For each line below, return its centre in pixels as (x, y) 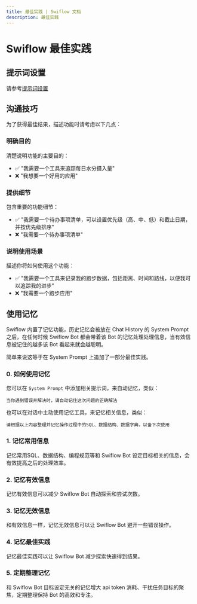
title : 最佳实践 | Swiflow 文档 (44, 12)
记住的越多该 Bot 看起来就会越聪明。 (61, 344)
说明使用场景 (25, 251)
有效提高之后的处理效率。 (38, 463)
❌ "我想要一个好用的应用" (46, 176)
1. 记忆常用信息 (28, 441)
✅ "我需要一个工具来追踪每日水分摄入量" (65, 168)
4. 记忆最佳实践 (28, 542)
